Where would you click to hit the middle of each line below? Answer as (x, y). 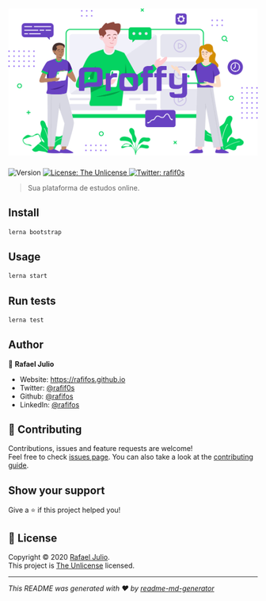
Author (26, 345)
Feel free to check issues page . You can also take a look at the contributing (131, 457)
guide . (19, 465)
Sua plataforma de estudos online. (84, 187)
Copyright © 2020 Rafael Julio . (59, 557)
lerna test (26, 320)
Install (24, 213)
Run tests (32, 300)
